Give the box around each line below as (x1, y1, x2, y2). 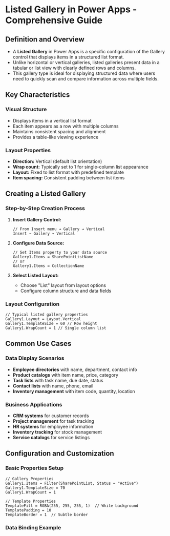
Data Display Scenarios (5, 355, 65, 362)
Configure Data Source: (12, 240, 65, 246)
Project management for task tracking (12, 418, 95, 424)
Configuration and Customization (5, 449, 114, 458)
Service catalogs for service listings (12, 434, 90, 440)
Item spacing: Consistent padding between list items (12, 174, 125, 180)
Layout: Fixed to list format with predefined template (12, 169, 124, 175)
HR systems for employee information (12, 423, 94, 429)
